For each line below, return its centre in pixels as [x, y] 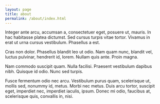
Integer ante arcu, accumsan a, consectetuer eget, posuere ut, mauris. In [78, 32]
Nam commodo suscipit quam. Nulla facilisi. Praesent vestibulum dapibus [79, 66]
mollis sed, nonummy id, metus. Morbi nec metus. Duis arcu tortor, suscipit [80, 86]
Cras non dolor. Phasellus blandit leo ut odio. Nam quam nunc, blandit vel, [79, 52]
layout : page [18, 9]
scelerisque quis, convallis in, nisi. [39, 96]
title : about [18, 14]
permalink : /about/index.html [36, 18]
